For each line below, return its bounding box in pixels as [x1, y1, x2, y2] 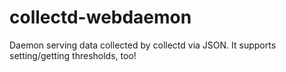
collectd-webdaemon [9, 6, 192, 29]
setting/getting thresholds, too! [9, 49, 137, 61]
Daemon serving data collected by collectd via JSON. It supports [9, 39, 277, 51]
